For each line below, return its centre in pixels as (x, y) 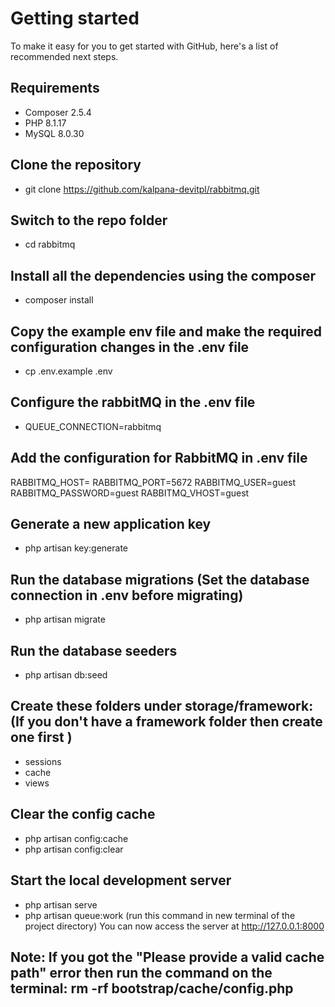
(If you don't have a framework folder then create (166, 722)
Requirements (55, 88)
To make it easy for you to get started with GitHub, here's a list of (144, 46)
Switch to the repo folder (89, 220)
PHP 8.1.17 (45, 123)
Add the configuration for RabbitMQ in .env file (159, 458)
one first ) (41, 737)
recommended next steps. (64, 56)
